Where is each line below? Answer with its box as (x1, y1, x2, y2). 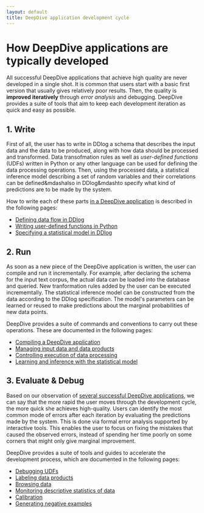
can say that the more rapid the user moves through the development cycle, (6, 398, 197, 406)
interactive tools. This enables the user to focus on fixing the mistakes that (6, 424, 194, 431)
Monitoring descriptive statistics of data (15, 487, 116, 494)
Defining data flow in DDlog (15, 216, 85, 224)
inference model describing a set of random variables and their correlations (6, 173, 196, 180)
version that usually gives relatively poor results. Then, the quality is (6, 87, 177, 95)
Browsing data (15, 480, 52, 487)
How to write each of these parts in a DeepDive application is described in (6, 198, 193, 205)
